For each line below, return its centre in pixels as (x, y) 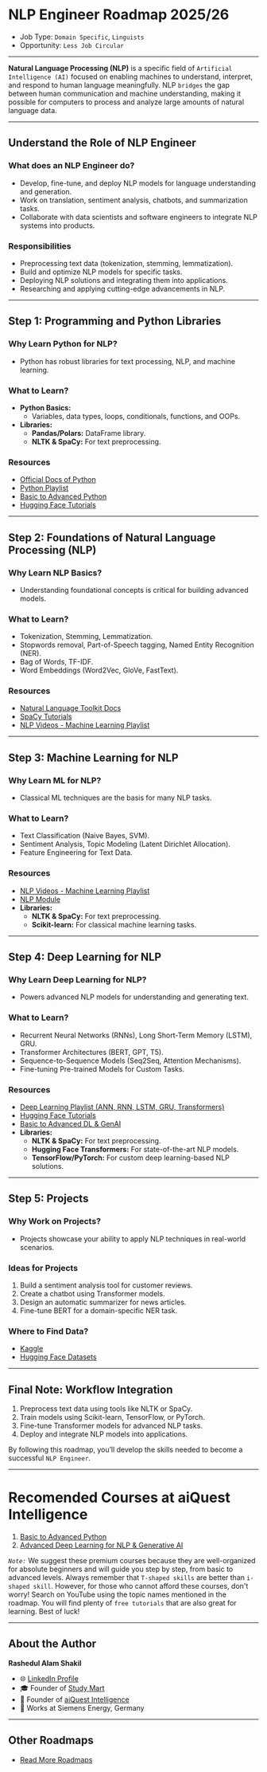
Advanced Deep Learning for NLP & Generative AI (101, 1545)
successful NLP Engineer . (50, 1458)
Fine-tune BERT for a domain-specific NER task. (99, 1311)
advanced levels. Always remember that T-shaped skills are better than (126, 1578)
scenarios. (37, 1247)
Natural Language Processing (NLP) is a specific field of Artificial (120, 68)
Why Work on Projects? (55, 1221)
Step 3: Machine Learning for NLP (93, 757)
